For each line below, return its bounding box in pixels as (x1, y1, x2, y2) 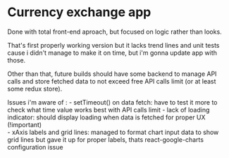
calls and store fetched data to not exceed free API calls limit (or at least (7, 77, 216, 85)
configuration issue (7, 143, 63, 151)
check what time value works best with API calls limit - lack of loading (7, 105, 210, 114)
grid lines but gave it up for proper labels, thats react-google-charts (7, 135, 204, 144)
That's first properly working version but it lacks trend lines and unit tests (7, 41, 220, 49)
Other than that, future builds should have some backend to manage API (7, 70, 217, 78)
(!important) (7, 120, 42, 129)
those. (7, 55, 26, 64)
